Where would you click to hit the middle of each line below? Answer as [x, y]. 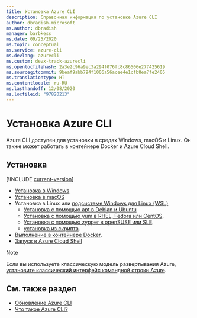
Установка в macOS [40, 197]
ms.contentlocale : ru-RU [37, 83]
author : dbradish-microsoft [41, 23]
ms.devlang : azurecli [33, 56]
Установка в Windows [42, 191]
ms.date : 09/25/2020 [32, 39]
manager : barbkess [29, 34]
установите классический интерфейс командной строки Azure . [86, 270]
